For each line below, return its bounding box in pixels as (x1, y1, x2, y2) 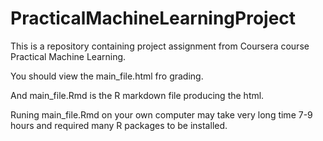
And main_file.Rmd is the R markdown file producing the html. (10, 89, 265, 101)
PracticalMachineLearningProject (10, 7, 297, 30)
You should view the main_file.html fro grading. (10, 70, 204, 82)
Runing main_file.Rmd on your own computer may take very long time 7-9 (10, 108, 313, 121)
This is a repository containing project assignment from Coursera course (10, 40, 310, 52)
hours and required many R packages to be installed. (10, 119, 228, 131)
